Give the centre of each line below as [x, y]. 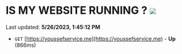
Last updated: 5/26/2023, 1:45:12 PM [53, 27]
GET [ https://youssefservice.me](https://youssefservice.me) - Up [95, 38]
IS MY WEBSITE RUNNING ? [77, 10]
